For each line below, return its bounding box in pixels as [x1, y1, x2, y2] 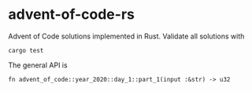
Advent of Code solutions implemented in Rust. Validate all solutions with [8, 31, 245, 41]
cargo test [8, 46, 44, 54]
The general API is [8, 60, 69, 70]
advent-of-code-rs [8, 5, 135, 24]
